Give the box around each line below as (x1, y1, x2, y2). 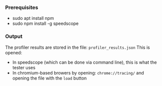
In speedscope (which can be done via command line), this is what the (12, 59, 157, 65)
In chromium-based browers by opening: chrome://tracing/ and (12, 70, 144, 76)
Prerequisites (5, 4, 38, 11)
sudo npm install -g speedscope (12, 20, 79, 26)
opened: (5, 49, 22, 56)
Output (5, 33, 23, 40)
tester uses (12, 64, 36, 71)
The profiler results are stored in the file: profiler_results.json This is (5, 44, 150, 50)
